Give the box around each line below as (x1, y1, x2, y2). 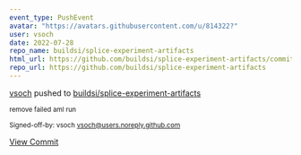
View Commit (9, 136, 59, 147)
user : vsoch (9, 30, 54, 39)
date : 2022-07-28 (9, 38, 74, 47)
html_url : (9, 55, 47, 64)
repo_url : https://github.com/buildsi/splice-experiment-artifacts (9, 64, 267, 73)
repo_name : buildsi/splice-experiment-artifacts (9, 47, 194, 56)
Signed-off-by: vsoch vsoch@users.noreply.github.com (9, 120, 181, 130)
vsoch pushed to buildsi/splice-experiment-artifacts (9, 87, 202, 99)
